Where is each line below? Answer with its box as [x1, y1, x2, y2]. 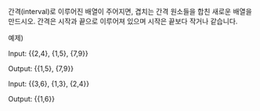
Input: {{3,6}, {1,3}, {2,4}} [8, 79, 90, 88]
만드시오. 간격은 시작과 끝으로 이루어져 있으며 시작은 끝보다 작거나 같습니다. [8, 16, 238, 26]
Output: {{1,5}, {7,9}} [8, 64, 74, 73]
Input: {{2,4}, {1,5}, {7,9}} [8, 49, 88, 58]
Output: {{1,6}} [8, 95, 55, 103]
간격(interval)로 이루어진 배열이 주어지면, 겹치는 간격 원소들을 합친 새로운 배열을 [8, 7, 252, 16]
